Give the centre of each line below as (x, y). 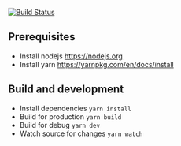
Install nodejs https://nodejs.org (71, 56)
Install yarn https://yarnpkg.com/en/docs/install (97, 64)
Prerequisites (42, 37)
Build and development (66, 90)
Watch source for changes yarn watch (81, 133)
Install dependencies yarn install (75, 108)
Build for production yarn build (70, 116)
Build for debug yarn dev (60, 125)
